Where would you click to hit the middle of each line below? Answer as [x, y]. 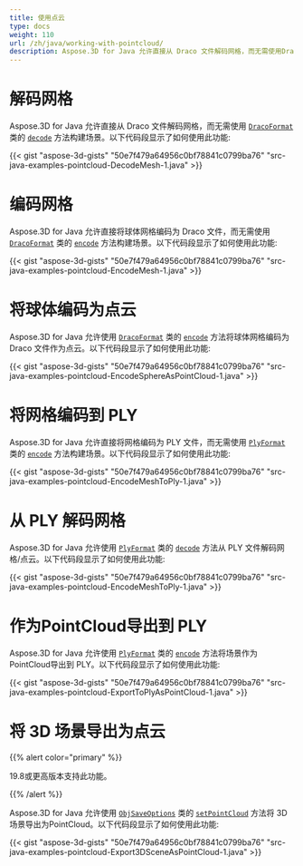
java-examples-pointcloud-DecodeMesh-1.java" [99, 165]
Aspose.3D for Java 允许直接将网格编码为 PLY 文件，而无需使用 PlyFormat [147, 442]
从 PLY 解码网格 [68, 521]
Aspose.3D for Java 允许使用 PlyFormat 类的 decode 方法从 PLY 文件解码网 [147, 547]
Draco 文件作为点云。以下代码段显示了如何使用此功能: [110, 348]
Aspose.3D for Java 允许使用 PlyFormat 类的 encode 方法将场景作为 [133, 653]
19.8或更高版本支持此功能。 [61, 775]
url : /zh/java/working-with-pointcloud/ [87, 43]
